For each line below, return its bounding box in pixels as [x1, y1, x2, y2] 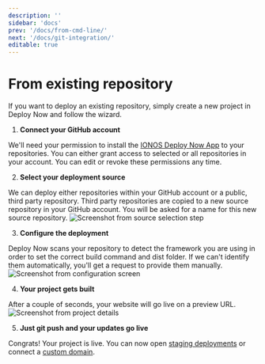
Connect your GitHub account [19, 125, 121, 135]
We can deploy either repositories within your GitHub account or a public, [8, 188, 248, 198]
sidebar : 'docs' [8, 19, 62, 27]
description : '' [8, 11, 62, 20]
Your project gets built [19, 284, 95, 294]
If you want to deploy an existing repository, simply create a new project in [8, 101, 251, 111]
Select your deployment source [19, 173, 126, 182]
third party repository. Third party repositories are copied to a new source [8, 196, 249, 206]
